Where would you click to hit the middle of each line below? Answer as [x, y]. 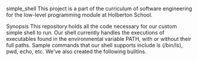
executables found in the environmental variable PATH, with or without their [99, 39]
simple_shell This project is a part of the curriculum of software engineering [99, 9]
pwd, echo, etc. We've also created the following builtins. [76, 52]
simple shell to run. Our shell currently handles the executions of [86, 33]
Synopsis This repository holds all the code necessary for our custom [92, 26]
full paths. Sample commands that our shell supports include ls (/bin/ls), [95, 45]
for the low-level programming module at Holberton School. [79, 15]
